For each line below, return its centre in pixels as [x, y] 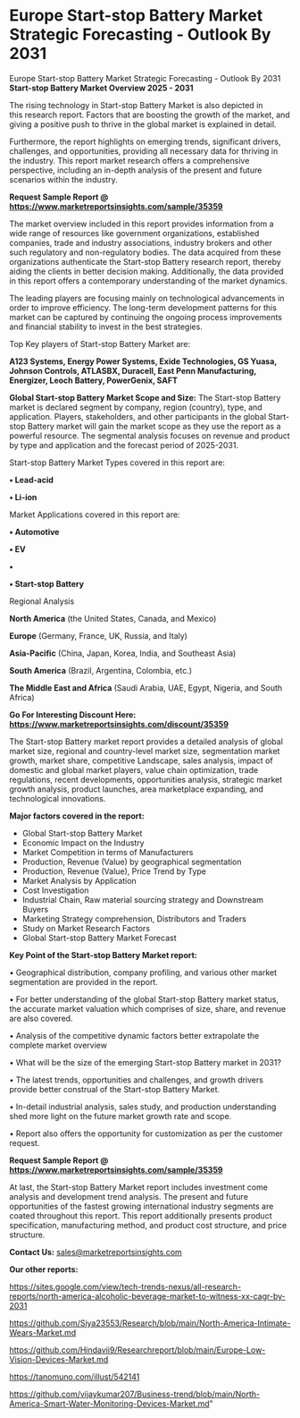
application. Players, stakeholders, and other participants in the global [137, 416]
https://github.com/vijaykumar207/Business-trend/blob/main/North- [135, 1394]
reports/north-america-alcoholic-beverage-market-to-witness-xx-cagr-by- [147, 1296]
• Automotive [34, 531]
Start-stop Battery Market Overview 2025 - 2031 [101, 88]
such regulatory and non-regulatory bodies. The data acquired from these [145, 252]
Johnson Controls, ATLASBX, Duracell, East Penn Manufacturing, [133, 370]
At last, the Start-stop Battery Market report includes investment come [138, 1187]
